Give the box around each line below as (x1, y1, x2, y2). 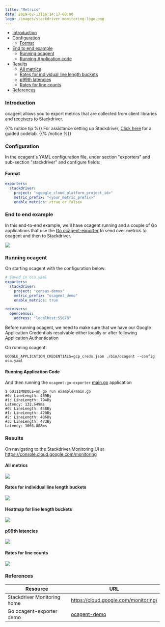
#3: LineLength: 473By (5, 419, 52, 424)
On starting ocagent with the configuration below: (5, 266, 106, 272)
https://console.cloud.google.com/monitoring (5, 451, 97, 457)
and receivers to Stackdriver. (5, 116, 63, 122)
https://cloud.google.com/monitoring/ (71, 597, 158, 603)
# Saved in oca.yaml (5, 275, 48, 280)
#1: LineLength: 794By (5, 398, 52, 403)
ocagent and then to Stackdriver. (5, 233, 71, 239)
